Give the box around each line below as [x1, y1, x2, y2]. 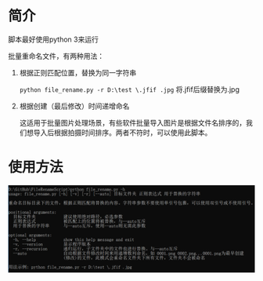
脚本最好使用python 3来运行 [8, 35, 99, 44]
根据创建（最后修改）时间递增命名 [19, 101, 130, 111]
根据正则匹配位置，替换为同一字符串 [19, 68, 137, 77]
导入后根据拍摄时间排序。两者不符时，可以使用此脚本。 [33, 127, 212, 137]
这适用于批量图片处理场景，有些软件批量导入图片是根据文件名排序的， [19, 118, 247, 127]
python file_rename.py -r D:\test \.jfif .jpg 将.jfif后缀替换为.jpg [19, 84, 240, 94]
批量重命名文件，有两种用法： [8, 51, 104, 60]
